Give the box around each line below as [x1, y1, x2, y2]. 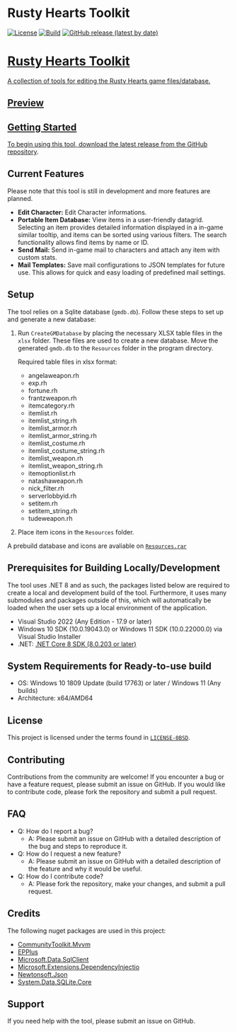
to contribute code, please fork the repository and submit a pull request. [7, 787, 217, 796]
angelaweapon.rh [28, 371, 80, 379]
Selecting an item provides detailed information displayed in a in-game [17, 223, 224, 231]
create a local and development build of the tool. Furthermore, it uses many [7, 588, 227, 597]
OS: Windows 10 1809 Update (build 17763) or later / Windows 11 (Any [17, 679, 221, 687]
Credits [7, 907, 41, 919]
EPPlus [17, 947, 39, 956]
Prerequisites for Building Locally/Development [7, 562, 221, 574]
